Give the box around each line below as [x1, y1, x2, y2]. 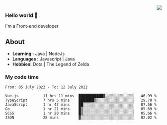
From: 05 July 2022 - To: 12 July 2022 [5, 85, 88, 90]
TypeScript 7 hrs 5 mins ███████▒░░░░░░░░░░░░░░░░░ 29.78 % [5, 98, 157, 103]
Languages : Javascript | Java [12, 56, 75, 62]
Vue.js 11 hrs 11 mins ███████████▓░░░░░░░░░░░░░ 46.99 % [5, 94, 157, 99]
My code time [5, 74, 39, 81]
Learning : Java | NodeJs [12, 51, 65, 57]
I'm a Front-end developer [5, 23, 59, 29]
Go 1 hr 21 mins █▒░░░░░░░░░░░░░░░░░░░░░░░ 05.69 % [5, 107, 157, 112]
